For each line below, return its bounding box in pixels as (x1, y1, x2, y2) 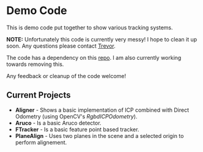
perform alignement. (15, 139, 67, 146)
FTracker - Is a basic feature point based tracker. (15, 126, 139, 133)
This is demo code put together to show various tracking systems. (6, 24, 173, 31)
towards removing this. (6, 60, 64, 68)
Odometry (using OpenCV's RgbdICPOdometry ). (15, 112, 138, 120)
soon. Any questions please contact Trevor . (6, 42, 116, 49)
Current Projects (6, 90, 71, 101)
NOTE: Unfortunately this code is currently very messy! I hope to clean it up (6, 35, 197, 43)
